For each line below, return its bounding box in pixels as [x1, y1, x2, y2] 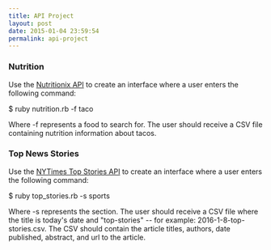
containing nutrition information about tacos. [8, 128, 157, 138]
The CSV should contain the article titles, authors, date [48, 223, 231, 233]
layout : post [8, 19, 53, 28]
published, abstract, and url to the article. [8, 232, 146, 242]
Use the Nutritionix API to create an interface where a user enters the [8, 79, 239, 89]
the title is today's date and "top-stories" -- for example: [8, 215, 197, 225]
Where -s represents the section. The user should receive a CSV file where [8, 206, 259, 216]
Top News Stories [8, 148, 79, 159]
